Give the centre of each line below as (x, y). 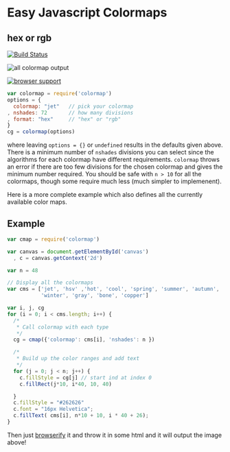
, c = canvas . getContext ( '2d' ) (58, 258)
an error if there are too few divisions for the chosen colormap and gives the (115, 167)
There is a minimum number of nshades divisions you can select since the (111, 152)
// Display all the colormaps (50, 283)
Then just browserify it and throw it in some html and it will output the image (114, 435)
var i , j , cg (26, 308)
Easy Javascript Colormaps (87, 13)
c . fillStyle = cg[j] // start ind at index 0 (86, 378)
